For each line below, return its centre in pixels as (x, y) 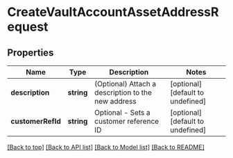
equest (28, 27)
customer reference (127, 121)
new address (115, 101)
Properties (31, 53)
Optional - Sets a (122, 112)
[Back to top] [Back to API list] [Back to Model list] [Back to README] (106, 147)
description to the (123, 93)
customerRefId (36, 121)
